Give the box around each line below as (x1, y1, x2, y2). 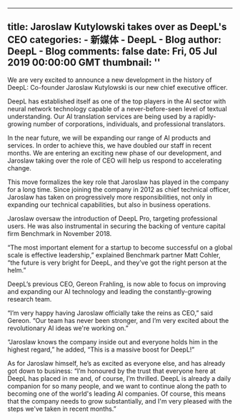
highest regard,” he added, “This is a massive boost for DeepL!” (7, 345, 195, 354)
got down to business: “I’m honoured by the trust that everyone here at (7, 367, 216, 375)
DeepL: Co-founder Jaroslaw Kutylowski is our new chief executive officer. (7, 83, 228, 91)
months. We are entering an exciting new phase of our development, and (7, 148, 222, 157)
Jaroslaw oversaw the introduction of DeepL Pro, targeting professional (7, 214, 218, 222)
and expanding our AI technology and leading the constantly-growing (7, 287, 212, 296)
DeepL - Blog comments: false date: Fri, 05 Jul (7, 46, 218, 58)
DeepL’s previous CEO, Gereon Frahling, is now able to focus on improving (7, 280, 226, 288)
